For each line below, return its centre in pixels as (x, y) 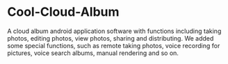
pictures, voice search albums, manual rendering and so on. (93, 53)
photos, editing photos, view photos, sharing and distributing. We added (111, 38)
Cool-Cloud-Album (63, 12)
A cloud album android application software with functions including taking (114, 31)
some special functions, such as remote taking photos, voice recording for (114, 45)
